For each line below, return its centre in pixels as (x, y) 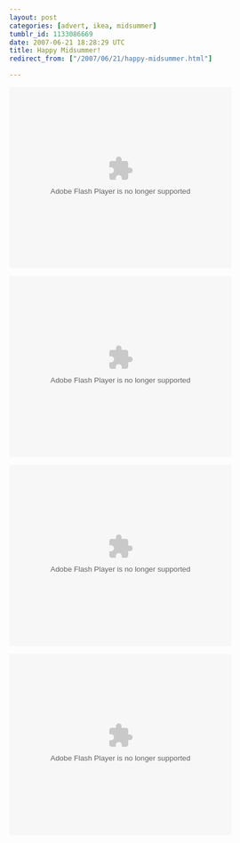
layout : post (33, 17)
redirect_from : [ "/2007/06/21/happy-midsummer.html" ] (111, 59)
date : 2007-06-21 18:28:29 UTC (67, 42)
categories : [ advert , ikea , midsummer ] (83, 26)
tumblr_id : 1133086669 (51, 34)
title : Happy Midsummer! (55, 51)
